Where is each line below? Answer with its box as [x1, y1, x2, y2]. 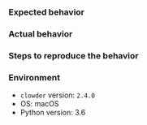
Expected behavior [8, 6, 85, 18]
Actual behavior [8, 28, 73, 39]
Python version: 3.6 [19, 108, 86, 118]
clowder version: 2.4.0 [19, 90, 96, 100]
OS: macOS [19, 99, 59, 109]
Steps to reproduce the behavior [8, 50, 139, 61]
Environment [8, 71, 61, 83]
